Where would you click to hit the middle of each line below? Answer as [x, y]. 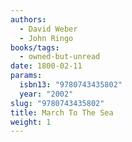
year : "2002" [46, 94]
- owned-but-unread [60, 57]
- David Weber [48, 29]
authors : [28, 19]
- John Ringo [46, 38]
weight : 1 [31, 122]
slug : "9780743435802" [57, 103]
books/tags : [35, 47]
